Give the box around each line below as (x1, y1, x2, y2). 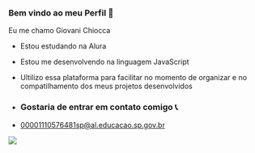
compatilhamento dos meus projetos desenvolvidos (19, 81, 193, 91)
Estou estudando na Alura (19, 41, 107, 51)
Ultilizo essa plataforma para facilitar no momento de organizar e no (19, 73, 248, 83)
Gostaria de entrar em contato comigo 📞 (19, 101, 178, 113)
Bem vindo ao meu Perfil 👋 (8, 7, 114, 19)
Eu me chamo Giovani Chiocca (8, 26, 111, 36)
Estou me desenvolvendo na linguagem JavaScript (19, 57, 189, 67)
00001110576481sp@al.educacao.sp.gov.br (19, 120, 166, 130)
